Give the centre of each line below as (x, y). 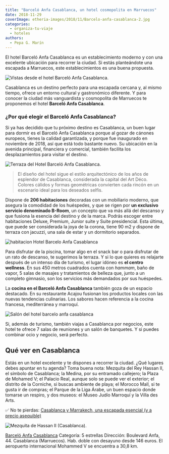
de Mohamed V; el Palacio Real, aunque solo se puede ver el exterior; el (80, 379)
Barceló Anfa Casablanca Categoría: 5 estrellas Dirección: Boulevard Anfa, (82, 435)
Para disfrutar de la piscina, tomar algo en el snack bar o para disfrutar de (82, 252)
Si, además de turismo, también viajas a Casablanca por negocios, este (79, 324)
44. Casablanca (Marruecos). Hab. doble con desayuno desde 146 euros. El (84, 440)
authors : (14, 38)
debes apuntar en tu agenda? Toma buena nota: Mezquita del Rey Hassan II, (84, 368)
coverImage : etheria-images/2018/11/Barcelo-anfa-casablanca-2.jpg (78, 19)
